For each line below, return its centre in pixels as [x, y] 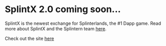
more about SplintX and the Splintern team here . [56, 28]
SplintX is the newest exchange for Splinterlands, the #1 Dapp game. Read [83, 23]
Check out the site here [29, 38]
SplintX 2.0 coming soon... [63, 9]
